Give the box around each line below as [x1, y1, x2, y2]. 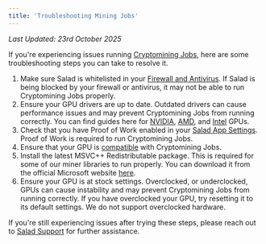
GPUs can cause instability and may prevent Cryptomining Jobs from [19, 184, 250, 194]
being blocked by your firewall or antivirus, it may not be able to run [19, 82, 245, 92]
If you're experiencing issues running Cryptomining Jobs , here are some [8, 49, 249, 59]
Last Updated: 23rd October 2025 [8, 34, 123, 43]
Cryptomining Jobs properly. [19, 90, 116, 101]
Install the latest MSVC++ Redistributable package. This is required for [19, 151, 254, 160]
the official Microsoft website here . [19, 167, 136, 177]
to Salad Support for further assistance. [8, 226, 140, 236]
